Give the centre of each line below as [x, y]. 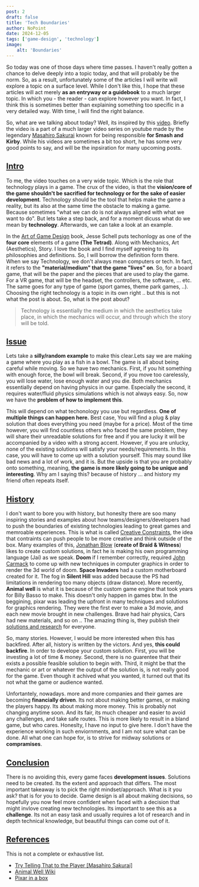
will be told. [35, 323]
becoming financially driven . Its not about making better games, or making [98, 700]
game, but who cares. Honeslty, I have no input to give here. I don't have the [99, 725]
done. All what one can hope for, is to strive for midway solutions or [89, 738]
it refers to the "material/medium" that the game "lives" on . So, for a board [99, 268]
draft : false [22, 17]
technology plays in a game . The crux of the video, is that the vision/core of [99, 187]
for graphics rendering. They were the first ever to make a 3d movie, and [95, 608]
